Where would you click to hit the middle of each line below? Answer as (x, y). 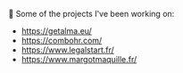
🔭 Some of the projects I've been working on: (91, 14)
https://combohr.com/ (62, 41)
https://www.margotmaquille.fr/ (79, 59)
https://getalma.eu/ (57, 31)
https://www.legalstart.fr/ (68, 50)
